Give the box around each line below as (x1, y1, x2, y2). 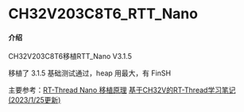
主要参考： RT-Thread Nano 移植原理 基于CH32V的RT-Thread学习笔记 (8, 85, 236, 95)
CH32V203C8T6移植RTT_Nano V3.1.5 (8, 52, 133, 61)
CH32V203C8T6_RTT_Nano (8, 5, 199, 23)
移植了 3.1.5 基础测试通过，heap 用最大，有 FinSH (8, 68, 172, 78)
